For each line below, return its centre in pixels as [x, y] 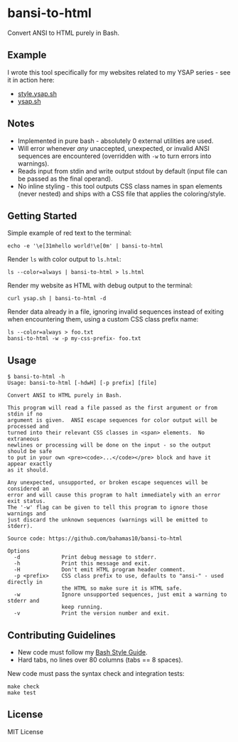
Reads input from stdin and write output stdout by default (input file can [122, 171]
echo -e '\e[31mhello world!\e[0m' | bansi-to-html [85, 246]
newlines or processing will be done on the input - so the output [109, 445]
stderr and [23, 601]
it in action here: [31, 80]
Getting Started [42, 216]
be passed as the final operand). [65, 179]
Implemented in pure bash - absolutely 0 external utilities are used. [115, 141]
